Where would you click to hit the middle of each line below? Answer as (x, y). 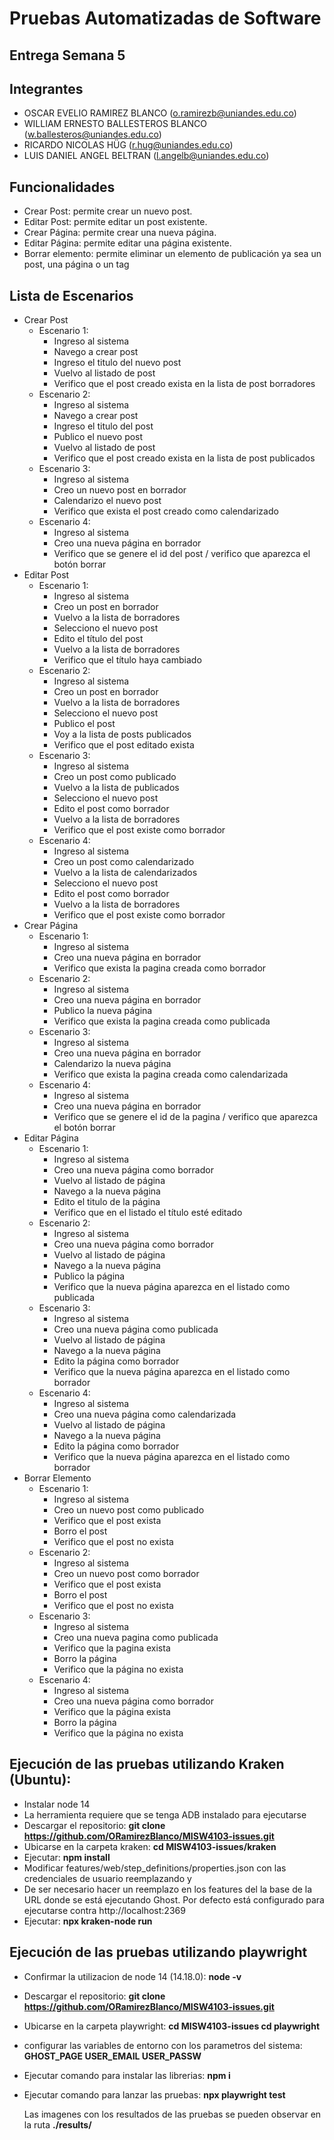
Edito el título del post (98, 639)
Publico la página (89, 1276)
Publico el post (84, 724)
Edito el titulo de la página (107, 1202)
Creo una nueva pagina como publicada (136, 1638)
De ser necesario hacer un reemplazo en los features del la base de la (168, 1889)
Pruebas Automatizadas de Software (165, 18)
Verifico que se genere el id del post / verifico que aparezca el (182, 554)
